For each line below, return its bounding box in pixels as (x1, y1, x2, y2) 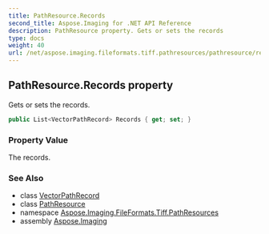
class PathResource (19, 200, 86, 209)
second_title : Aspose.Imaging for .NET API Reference (8, 19, 192, 27)
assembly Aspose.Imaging (19, 216, 108, 226)
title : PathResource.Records (8, 11, 106, 20)
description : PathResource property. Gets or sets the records (8, 26, 224, 34)
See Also (8, 172, 44, 184)
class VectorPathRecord (19, 191, 100, 200)
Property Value (8, 134, 69, 145)
